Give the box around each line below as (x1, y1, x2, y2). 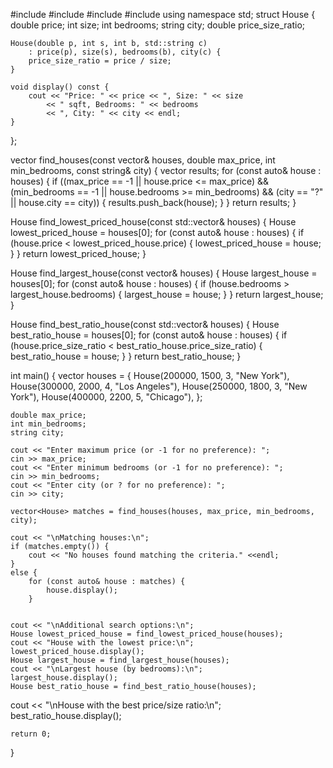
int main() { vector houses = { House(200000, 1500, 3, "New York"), (10, 370, 290, 381)
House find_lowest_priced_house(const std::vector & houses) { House (10, 216, 297, 228)
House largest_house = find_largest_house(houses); (10, 655, 230, 665)
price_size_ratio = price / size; (28, 56, 172, 66)
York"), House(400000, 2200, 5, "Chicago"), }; (10, 391, 203, 403)
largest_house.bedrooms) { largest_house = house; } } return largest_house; (10, 289, 324, 300)
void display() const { (10, 82, 110, 92)
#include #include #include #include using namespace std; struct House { (10, 9, 316, 20)
